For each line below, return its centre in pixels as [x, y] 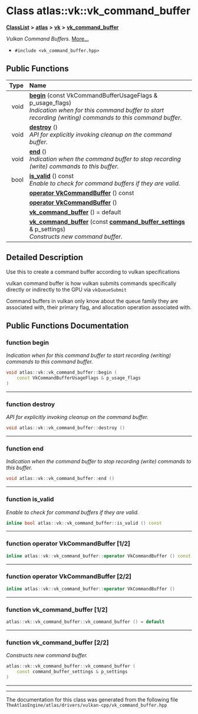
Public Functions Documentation [67, 325]
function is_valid [30, 499]
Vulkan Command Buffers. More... [48, 38]
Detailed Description [45, 257]
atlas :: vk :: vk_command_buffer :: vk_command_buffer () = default [85, 622]
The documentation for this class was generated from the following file [92, 699]
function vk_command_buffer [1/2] [57, 609]
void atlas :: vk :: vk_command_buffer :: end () [60, 479]
